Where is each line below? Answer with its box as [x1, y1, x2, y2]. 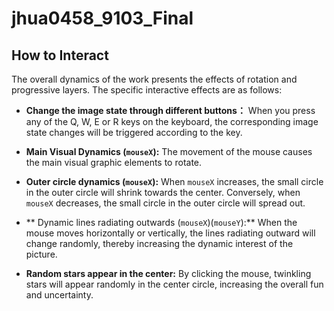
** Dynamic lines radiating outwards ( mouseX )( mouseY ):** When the [25, 217, 298, 228]
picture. [25, 248, 58, 260]
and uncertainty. [25, 289, 94, 301]
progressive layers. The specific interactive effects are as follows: [11, 84, 283, 96]
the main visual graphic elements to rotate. [25, 157, 203, 168]
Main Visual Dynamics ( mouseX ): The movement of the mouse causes [25, 146, 313, 157]
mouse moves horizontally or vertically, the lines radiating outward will [25, 227, 316, 239]
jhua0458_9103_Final [11, 7, 194, 30]
